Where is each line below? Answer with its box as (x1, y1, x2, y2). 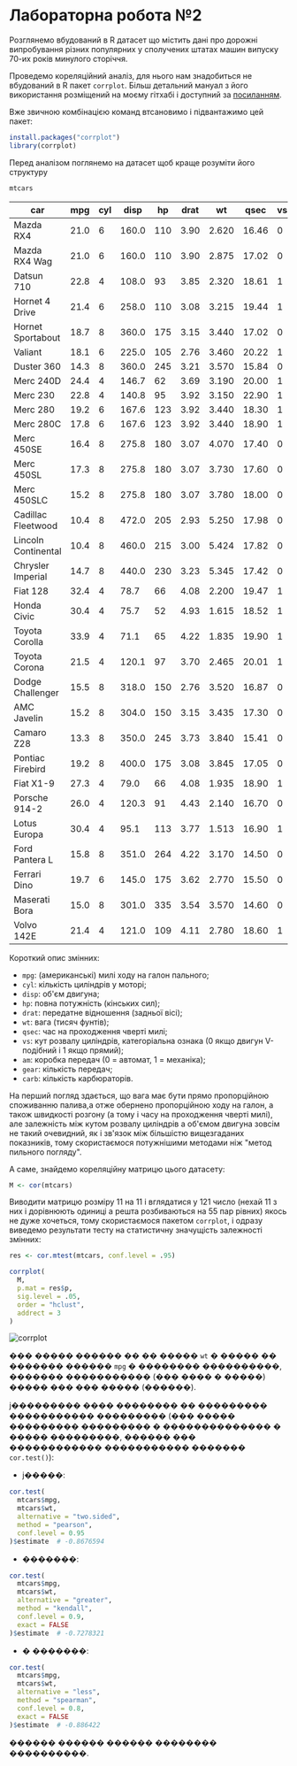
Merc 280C (13, 418, 62, 430)
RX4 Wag (13, 255, 53, 267)
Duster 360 (13, 360, 62, 372)
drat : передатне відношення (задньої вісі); (21, 1007, 183, 1017)
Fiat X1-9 (13, 777, 55, 789)
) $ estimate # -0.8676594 (9, 1537, 104, 1546)
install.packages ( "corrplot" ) (9, 133, 121, 142)
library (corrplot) (9, 141, 77, 150)
